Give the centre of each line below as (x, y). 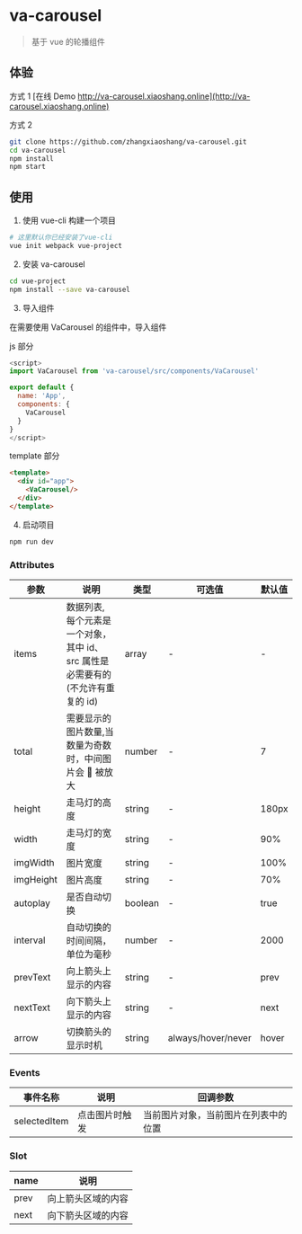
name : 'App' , (42, 396)
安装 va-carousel (53, 264)
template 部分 (35, 456)
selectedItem (41, 1122)
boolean (142, 902)
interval (30, 940)
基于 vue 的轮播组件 (68, 41)
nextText (32, 1008)
